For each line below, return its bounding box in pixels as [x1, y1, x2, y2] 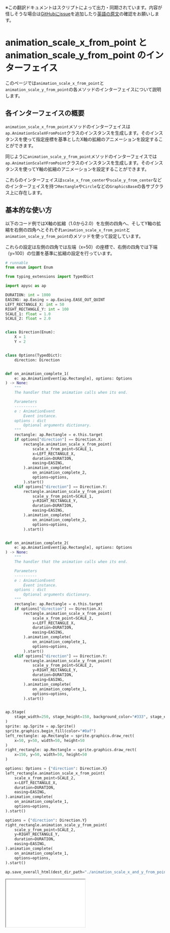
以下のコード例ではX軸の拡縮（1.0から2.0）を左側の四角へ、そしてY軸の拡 [5, 220, 161, 226]
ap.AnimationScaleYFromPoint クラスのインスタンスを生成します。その [5, 160, 150, 166]
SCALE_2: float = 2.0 [5, 316, 51, 321]
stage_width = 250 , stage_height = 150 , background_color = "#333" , [14, 714, 148, 720]
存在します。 [18, 190, 45, 196]
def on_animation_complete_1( [5, 371, 69, 376]
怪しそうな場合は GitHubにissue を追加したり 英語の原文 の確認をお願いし [5, 11, 155, 17]
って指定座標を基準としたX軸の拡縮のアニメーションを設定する [27, 136, 159, 142]
